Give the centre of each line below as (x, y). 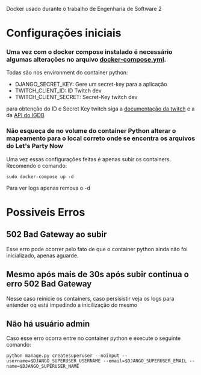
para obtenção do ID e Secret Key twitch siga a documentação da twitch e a (100, 109)
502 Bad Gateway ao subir (57, 235)
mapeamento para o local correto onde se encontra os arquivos (101, 138)
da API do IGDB (26, 115)
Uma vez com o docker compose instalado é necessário (89, 52)
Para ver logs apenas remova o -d (48, 188)
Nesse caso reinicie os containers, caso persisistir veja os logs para (90, 298)
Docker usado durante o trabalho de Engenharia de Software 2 (84, 9)
